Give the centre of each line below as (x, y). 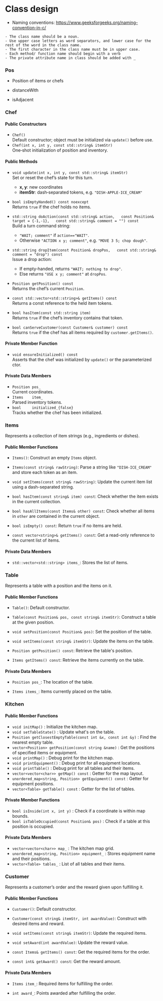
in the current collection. (37, 502)
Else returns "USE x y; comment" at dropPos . (63, 274)
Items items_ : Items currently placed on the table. (62, 691)
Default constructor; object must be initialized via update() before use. (82, 140)
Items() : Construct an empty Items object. (54, 458)
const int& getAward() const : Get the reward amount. (66, 962)
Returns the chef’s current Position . (48, 288)
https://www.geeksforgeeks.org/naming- (97, 22)
